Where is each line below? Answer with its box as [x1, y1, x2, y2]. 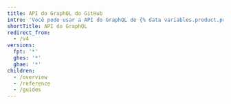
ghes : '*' [13, 55, 41, 62]
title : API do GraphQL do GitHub [7, 10, 103, 17]
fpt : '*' [13, 49, 38, 55]
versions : [7, 42, 36, 49]
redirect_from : [7, 29, 51, 36]
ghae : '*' [13, 61, 41, 68]
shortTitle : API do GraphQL [7, 23, 88, 29]
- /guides [13, 86, 41, 93]
